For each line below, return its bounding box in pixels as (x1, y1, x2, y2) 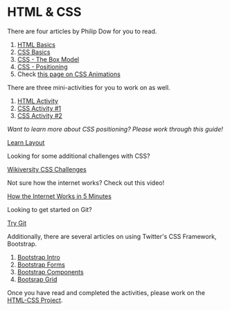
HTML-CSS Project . (7, 296, 63, 304)
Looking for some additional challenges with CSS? (7, 152, 150, 160)
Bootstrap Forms (17, 260, 66, 269)
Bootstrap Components (17, 267, 85, 276)
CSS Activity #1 (17, 104, 62, 112)
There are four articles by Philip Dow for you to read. (7, 27, 157, 35)
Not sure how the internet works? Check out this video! (7, 178, 165, 187)
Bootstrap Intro (17, 253, 60, 261)
